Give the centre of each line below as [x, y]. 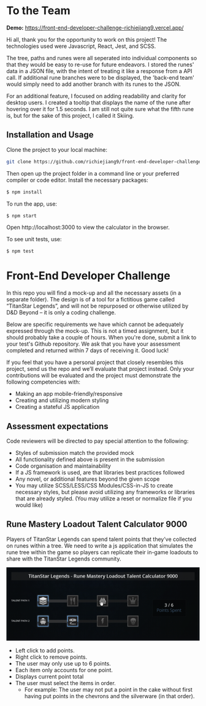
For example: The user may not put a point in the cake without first [109, 689]
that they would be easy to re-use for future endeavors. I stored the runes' [100, 64]
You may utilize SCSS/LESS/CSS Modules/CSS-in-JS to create [94, 485]
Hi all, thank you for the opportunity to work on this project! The [87, 39]
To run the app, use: [32, 204]
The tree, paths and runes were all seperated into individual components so [102, 58]
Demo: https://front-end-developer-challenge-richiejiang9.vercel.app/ [95, 28]
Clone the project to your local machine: [57, 149]
